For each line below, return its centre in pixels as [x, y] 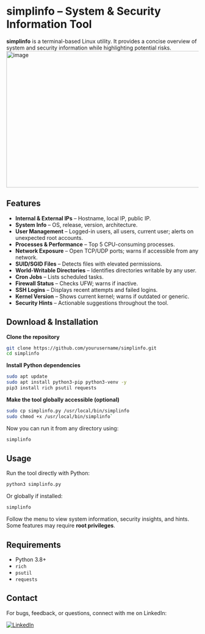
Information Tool [49, 24]
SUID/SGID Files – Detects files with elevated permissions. [89, 264]
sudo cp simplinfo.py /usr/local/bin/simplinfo [68, 411]
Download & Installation [52, 322]
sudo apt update [27, 377]
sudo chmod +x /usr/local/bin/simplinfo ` [60, 416]
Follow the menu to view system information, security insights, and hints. [98, 519]
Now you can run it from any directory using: [63, 428]
